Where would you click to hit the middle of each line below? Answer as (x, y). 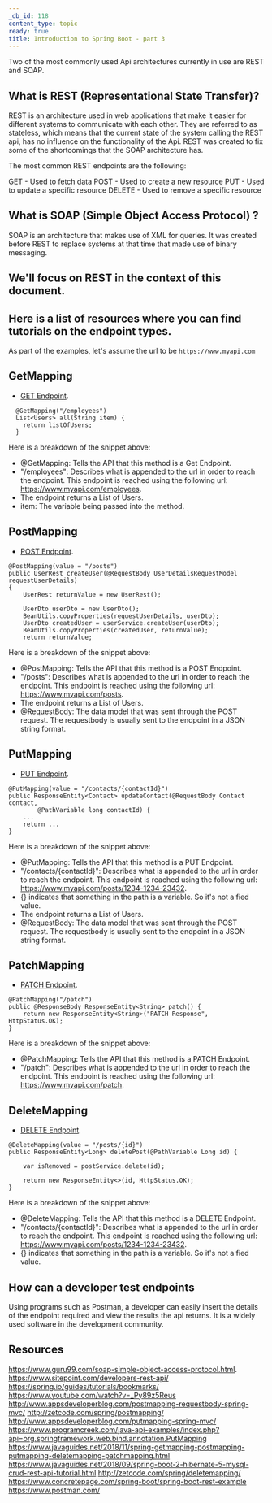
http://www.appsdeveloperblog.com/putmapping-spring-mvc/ (112, 1421)
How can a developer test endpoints (101, 1287)
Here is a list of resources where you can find (125, 318)
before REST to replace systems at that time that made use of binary (123, 244)
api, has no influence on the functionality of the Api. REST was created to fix (136, 141)
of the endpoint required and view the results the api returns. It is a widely (132, 1315)
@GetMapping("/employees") (61, 411)
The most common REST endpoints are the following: (97, 166)
